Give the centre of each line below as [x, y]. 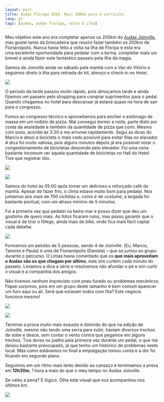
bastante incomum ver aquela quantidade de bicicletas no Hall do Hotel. [78, 153]
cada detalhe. [19, 227]
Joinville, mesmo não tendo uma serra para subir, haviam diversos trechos [80, 330]
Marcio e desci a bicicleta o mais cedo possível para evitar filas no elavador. [82, 137]
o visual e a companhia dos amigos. [41, 272]
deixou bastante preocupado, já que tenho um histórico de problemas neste [82, 346]
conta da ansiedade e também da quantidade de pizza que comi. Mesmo [79, 127]
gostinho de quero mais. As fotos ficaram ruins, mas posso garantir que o [79, 217]
